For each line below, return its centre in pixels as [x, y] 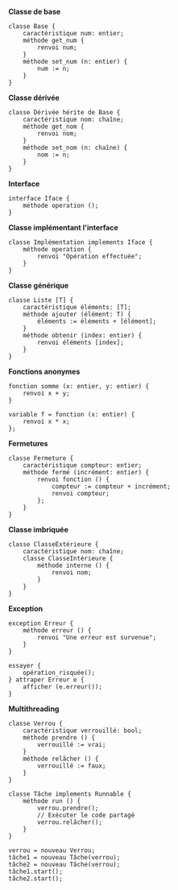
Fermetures [28, 443]
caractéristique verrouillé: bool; [83, 731]
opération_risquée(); [59, 673]
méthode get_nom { [54, 126]
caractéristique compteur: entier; [83, 466]
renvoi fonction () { [74, 479]
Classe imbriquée [38, 530]
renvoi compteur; [81, 494]
